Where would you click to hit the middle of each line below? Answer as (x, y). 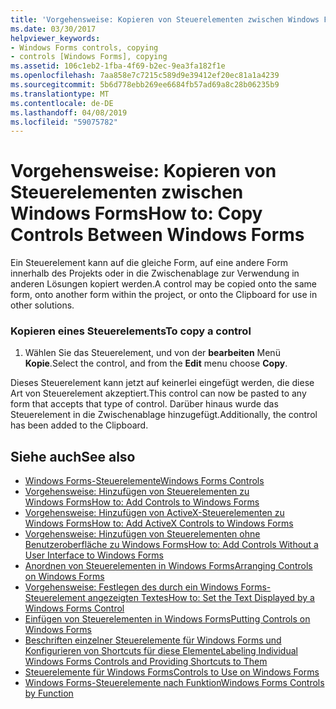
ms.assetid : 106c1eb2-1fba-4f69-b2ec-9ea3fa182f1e (118, 66)
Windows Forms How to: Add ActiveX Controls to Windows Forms (159, 523)
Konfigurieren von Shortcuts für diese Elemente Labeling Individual (161, 651)
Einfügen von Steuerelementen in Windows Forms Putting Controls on (167, 619)
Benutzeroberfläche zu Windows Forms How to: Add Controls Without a (171, 545)
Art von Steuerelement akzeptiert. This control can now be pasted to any (158, 393)
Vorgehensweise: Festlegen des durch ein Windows (131, 587)
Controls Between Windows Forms (157, 235)
